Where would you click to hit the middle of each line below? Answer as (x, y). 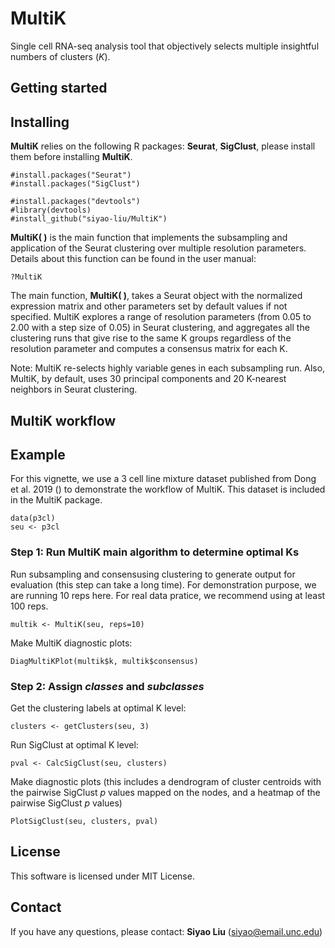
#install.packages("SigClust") (75, 184)
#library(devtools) (51, 210)
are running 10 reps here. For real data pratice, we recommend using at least (168, 595)
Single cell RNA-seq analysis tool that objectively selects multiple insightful (165, 46)
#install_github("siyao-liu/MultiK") (89, 219)
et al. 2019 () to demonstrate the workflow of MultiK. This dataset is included (168, 489)
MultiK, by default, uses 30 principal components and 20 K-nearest (148, 379)
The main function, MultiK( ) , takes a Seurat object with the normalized (156, 296)
